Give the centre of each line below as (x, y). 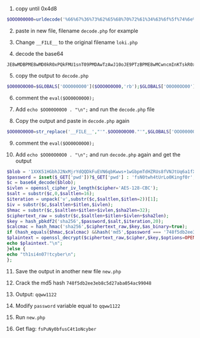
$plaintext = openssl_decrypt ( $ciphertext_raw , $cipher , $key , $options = (96, 238)
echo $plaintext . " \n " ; (35, 243)
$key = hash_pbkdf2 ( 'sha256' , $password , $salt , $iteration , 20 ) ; (85, 221)
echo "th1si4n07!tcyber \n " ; (42, 254)
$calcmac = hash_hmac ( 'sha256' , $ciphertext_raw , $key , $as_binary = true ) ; (97, 227)
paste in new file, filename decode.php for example (77, 31)
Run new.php (30, 317)
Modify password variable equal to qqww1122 (68, 305)
